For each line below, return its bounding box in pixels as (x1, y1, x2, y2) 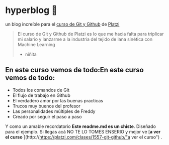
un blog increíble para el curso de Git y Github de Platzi (5, 21, 120, 27)
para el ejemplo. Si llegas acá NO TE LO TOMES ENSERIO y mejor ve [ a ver (5, 128, 161, 134)
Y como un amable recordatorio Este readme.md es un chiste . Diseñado (5, 123, 156, 129)
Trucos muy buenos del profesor (12, 103, 80, 109)
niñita (25, 51, 37, 57)
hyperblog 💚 (5, 5, 58, 16)
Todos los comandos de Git (12, 87, 69, 93)
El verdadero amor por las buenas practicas (12, 97, 103, 103)
